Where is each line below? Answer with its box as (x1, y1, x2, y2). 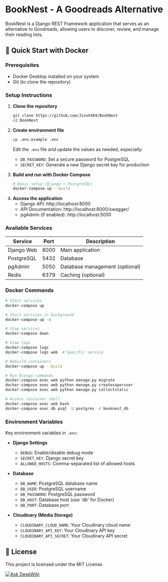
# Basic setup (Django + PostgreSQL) (12, 181, 93, 186)
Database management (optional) (60, 263, 141, 270)
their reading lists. (5, 31, 43, 37)
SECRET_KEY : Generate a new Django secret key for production (20, 161, 149, 167)
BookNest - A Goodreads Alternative (5, 4, 163, 15)
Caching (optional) (60, 271, 105, 278)
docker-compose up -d (5, 317, 51, 322)
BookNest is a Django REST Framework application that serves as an (5, 20, 149, 27)
